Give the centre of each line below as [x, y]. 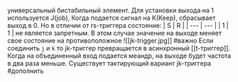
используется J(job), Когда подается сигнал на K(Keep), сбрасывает [112, 18]
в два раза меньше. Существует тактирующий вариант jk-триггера [109, 63]
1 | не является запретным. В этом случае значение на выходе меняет [115, 33]
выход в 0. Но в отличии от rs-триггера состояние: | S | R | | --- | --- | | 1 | [118, 25]
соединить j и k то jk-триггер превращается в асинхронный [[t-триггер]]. [119, 48]
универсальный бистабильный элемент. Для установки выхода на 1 [111, 10]
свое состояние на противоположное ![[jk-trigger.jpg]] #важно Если [110, 41]
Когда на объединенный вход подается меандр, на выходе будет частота [119, 56]
